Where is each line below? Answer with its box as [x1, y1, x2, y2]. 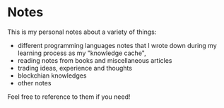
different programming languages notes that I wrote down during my [17, 41, 217, 49]
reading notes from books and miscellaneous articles [17, 56, 172, 64]
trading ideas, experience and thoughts [17, 64, 133, 72]
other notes [17, 78, 52, 87]
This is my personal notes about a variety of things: [7, 28, 157, 36]
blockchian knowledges [17, 71, 87, 80]
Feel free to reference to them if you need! [7, 92, 131, 101]
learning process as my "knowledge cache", [17, 49, 146, 57]
